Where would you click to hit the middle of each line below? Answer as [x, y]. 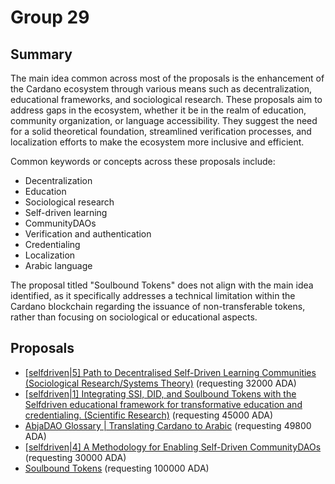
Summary [41, 54]
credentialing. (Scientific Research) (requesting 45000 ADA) [149, 415]
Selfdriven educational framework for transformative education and [163, 404]
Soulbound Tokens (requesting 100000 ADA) [117, 468]
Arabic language [58, 265]
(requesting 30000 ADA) [75, 457]
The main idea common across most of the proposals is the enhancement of [167, 78]
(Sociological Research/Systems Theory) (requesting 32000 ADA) [160, 383]
